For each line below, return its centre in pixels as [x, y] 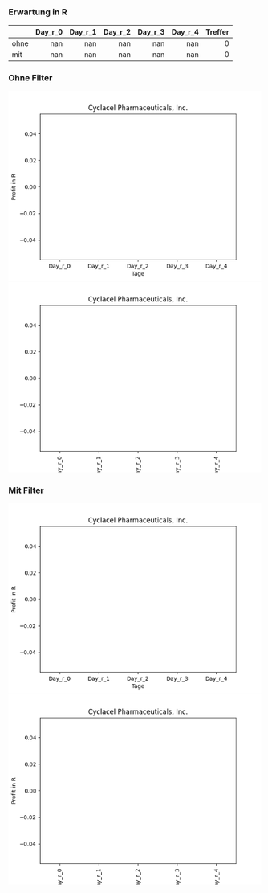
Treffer [218, 31]
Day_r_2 [117, 31]
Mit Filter [26, 490]
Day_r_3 [151, 31]
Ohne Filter [30, 77]
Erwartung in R [38, 12]
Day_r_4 [185, 31]
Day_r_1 [83, 31]
